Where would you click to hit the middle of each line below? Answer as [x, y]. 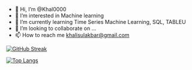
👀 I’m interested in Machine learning [59, 16]
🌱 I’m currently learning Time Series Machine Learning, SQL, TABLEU [100, 22]
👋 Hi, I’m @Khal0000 [40, 9]
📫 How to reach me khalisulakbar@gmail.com [72, 35]
